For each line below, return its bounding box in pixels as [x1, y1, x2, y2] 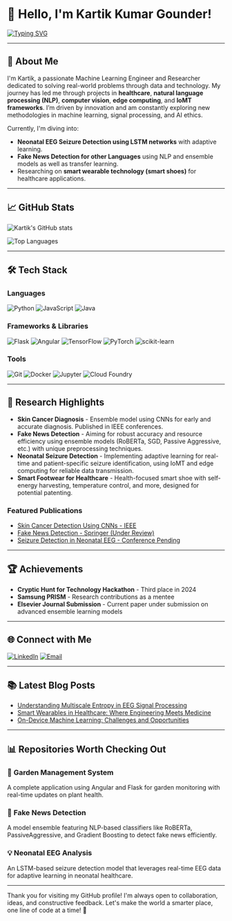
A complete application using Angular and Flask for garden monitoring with [7, 783, 220, 792]
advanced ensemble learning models [17, 607, 123, 615]
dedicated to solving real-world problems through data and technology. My [7, 81, 221, 89]
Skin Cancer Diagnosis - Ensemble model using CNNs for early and [17, 415, 211, 423]
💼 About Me [7, 55, 59, 68]
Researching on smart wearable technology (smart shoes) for [17, 167, 197, 175]
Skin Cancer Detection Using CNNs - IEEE [17, 521, 137, 530]
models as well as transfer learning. [17, 159, 119, 168]
